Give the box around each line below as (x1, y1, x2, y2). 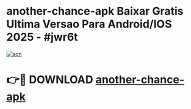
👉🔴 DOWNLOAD (6, 73, 93, 86)
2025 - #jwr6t (6, 30, 78, 44)
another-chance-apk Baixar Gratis (6, 4, 184, 18)
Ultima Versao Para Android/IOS (6, 17, 172, 31)
